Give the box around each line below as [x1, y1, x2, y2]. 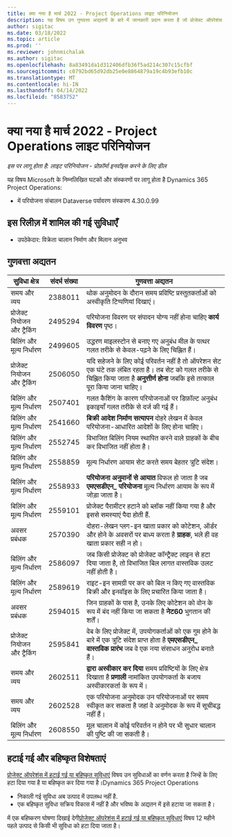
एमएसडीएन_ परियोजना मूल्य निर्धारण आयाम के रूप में [86, 481, 215, 491]
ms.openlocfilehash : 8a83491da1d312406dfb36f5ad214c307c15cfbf [7, 61, 193, 68]
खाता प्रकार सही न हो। [86, 538, 143, 548]
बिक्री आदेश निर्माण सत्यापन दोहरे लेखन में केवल [86, 413, 203, 423]
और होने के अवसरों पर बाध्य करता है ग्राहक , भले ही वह [86, 530, 219, 539]
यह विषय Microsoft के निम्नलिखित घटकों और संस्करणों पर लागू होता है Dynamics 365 [7, 175, 209, 184]
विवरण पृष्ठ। [86, 320, 118, 330]
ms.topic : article [7, 36, 60, 43]
